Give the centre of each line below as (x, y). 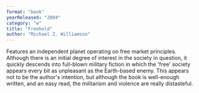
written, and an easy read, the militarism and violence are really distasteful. (100, 84)
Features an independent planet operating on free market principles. (91, 51)
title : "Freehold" (29, 29)
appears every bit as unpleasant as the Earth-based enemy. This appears (98, 71)
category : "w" (24, 23)
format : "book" (25, 12)
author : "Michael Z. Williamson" (48, 34)
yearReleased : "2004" (34, 18)
